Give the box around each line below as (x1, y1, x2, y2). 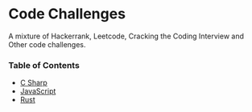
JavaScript (19, 86, 56, 96)
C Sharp (19, 78, 48, 88)
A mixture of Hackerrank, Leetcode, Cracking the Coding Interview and (8, 31, 244, 41)
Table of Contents (8, 59, 81, 70)
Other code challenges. (8, 39, 86, 49)
